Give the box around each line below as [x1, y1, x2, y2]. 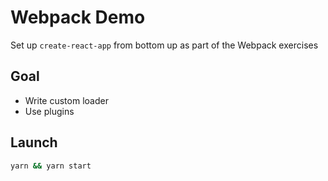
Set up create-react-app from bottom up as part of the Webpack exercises [10, 39, 319, 51]
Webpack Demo [10, 6, 146, 29]
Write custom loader [24, 94, 109, 106]
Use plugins [24, 105, 75, 117]
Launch [10, 134, 58, 151]
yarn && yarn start [10, 161, 92, 171]
